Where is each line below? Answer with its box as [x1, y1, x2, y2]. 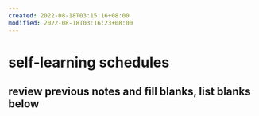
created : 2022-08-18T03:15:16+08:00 [8, 11, 129, 20]
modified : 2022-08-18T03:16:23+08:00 [8, 19, 133, 27]
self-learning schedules [8, 53, 170, 72]
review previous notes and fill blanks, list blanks [8, 85, 252, 99]
